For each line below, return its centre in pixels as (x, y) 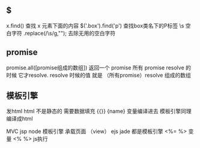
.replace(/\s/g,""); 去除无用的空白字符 (69, 33)
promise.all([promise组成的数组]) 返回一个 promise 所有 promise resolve (95, 67)
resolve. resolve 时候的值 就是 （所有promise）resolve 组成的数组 (110, 75)
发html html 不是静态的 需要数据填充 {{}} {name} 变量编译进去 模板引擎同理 (99, 111)
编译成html (20, 119)
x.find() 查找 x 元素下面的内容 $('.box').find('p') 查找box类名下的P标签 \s (95, 25)
